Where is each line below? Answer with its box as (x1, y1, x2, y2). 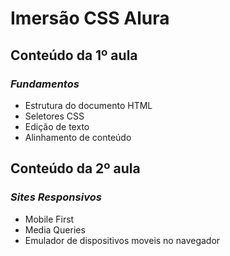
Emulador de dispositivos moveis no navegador (24, 234, 221, 246)
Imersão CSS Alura (10, 7, 170, 30)
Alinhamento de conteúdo (24, 131, 132, 143)
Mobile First (24, 213, 75, 225)
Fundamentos (10, 77, 80, 91)
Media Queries (24, 223, 86, 236)
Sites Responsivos (10, 190, 102, 204)
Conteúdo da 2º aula (10, 160, 141, 177)
